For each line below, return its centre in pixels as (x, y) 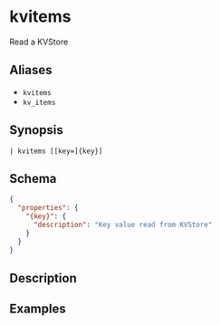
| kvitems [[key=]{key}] (56, 151)
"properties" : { (48, 208)
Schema (33, 178)
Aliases (31, 70)
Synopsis (36, 130)
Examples (38, 309)
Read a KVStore (39, 42)
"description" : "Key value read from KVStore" (123, 225)
